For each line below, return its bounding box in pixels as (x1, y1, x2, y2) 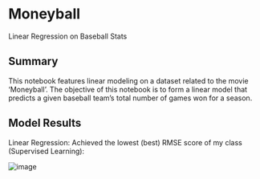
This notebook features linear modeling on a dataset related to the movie (8, 75, 249, 85)
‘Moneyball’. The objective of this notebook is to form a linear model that (8, 84, 247, 94)
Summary (8, 55, 59, 68)
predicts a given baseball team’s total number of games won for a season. (8, 93, 253, 103)
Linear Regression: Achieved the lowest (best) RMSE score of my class (8, 137, 242, 147)
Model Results (8, 116, 82, 130)
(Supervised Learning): (8, 146, 85, 156)
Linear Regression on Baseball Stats (8, 31, 128, 41)
